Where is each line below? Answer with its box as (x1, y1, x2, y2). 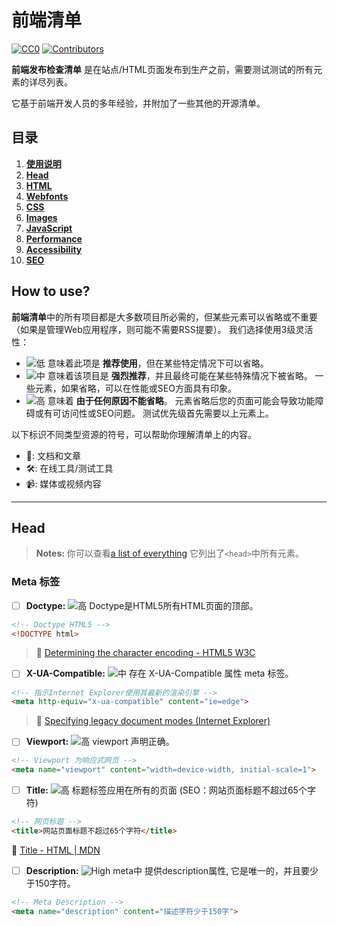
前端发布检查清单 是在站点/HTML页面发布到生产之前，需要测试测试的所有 (11, 63, 314, 75)
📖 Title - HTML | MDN (11, 844, 101, 856)
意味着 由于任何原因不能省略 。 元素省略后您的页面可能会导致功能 (47, 394, 316, 406)
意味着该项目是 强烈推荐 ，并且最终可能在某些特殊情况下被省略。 (47, 369, 313, 381)
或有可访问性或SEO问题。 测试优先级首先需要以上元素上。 (34, 407, 274, 419)
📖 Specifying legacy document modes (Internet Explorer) (35, 715, 271, 727)
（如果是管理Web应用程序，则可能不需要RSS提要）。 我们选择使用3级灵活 (11, 323, 314, 335)
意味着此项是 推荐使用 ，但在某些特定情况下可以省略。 (47, 357, 269, 369)
